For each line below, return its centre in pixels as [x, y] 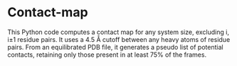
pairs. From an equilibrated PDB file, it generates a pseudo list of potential [115, 47]
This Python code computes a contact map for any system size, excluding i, [118, 32]
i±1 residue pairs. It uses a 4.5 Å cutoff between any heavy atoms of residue [119, 39]
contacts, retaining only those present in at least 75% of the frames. [107, 55]
